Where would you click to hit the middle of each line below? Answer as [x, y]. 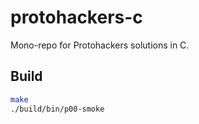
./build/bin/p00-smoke [57, 109]
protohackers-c [76, 17]
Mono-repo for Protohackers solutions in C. [100, 45]
